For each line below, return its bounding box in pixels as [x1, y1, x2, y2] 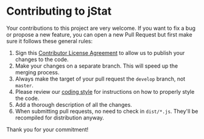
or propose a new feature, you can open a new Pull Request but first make [6, 30, 193, 38]
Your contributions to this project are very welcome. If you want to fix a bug [6, 24, 196, 32]
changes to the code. [15, 55, 69, 63]
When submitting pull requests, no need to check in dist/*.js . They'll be [15, 107, 199, 115]
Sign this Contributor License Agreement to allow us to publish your [15, 49, 185, 56]
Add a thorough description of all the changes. [15, 101, 132, 108]
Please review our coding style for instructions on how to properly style [15, 88, 195, 95]
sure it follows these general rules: [6, 37, 93, 45]
